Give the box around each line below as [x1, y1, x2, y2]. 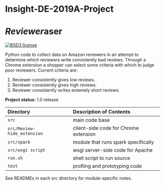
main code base [73, 117, 110, 124]
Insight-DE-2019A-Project [5, 3, 114, 15]
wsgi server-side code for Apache [73, 147, 153, 154]
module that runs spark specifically [73, 139, 154, 146]
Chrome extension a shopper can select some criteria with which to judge [5, 62, 155, 68]
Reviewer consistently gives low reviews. [12, 77, 95, 83]
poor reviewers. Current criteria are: [5, 67, 78, 73]
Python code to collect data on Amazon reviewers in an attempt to [5, 52, 139, 57]
